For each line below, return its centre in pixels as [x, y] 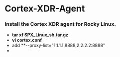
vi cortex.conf [27, 40]
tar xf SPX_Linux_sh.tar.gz [40, 35]
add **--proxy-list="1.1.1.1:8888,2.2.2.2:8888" [59, 46]
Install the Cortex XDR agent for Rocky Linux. [60, 24]
